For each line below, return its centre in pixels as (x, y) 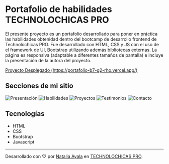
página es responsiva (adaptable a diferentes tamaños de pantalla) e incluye (84, 55)
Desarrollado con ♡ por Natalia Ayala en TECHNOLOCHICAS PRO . (74, 156)
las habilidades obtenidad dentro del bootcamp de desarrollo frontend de (81, 39)
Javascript (23, 142)
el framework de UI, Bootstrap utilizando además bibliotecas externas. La (81, 50)
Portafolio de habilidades (59, 9)
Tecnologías (25, 114)
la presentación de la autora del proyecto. (48, 60)
